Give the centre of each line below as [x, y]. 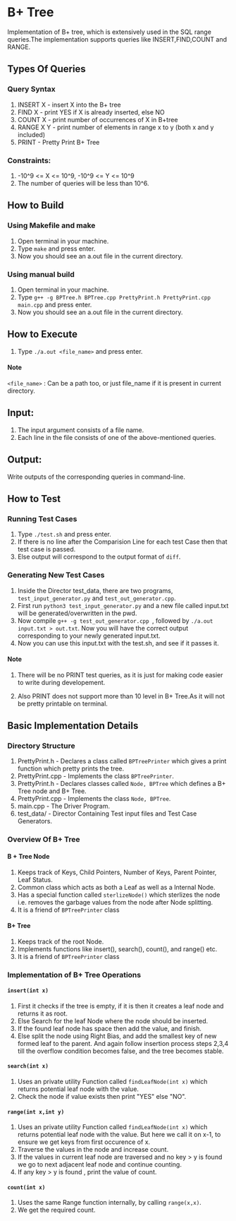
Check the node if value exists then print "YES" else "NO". [102, 1097]
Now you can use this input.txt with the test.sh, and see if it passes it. [118, 643]
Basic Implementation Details [73, 726]
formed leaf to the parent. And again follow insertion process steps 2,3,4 [123, 1043]
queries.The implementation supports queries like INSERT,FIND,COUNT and [117, 39]
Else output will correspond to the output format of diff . [99, 557]
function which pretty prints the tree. [71, 769]
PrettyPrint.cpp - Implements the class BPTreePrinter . [96, 776]
